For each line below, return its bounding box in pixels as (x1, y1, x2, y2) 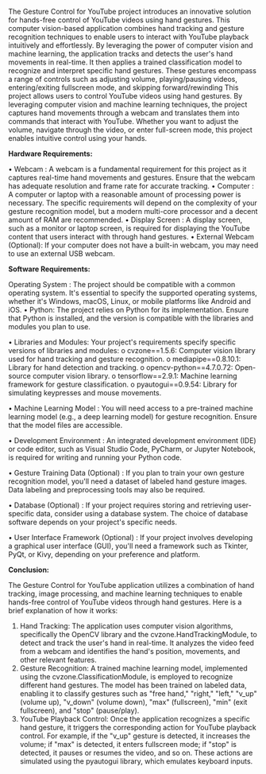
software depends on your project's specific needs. (8, 517, 177, 527)
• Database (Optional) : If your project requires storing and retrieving (8, 500, 233, 510)
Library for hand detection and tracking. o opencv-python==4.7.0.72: (8, 363, 233, 372)
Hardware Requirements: (8, 149, 93, 158)
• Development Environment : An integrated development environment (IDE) (8, 436, 256, 445)
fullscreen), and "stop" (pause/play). (19, 706, 140, 715)
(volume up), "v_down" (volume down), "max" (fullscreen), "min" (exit (19, 698, 248, 706)
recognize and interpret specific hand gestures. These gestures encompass (8, 66, 256, 75)
